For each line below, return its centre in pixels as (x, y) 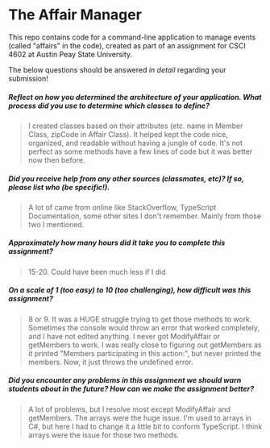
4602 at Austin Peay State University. (71, 54)
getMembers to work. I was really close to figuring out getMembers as (145, 345)
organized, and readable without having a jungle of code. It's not (135, 143)
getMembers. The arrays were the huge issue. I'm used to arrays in (140, 417)
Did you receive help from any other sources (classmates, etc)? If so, (126, 178)
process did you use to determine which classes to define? (109, 106)
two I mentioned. (56, 224)
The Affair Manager (75, 15)
